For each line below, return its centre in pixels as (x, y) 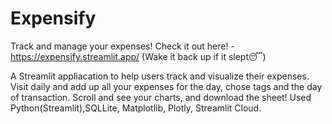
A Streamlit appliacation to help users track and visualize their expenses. (160, 76)
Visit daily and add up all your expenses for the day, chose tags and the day (166, 86)
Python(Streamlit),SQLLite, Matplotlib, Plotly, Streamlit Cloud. (136, 108)
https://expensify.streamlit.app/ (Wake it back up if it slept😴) (138, 56)
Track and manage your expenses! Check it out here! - (122, 46)
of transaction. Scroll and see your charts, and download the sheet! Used (161, 97)
